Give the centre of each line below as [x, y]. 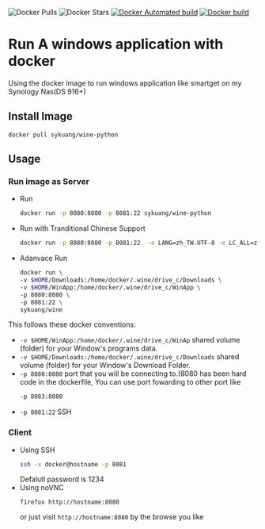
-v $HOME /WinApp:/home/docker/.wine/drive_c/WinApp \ [110, 287]
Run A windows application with [116, 44]
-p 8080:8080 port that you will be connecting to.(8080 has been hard [133, 374]
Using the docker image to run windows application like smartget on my [125, 82]
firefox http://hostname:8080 [70, 502]
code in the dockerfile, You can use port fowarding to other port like [130, 382]
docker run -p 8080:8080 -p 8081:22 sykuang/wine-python [115, 213]
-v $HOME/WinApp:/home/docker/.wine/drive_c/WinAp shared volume [130, 340]
